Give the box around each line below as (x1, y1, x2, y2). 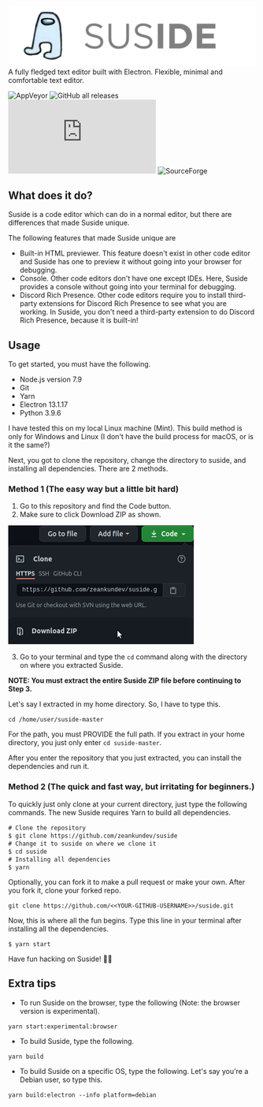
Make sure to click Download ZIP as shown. (19, 510, 161, 520)
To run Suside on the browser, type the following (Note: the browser (19, 997, 240, 1007)
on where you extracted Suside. (19, 661, 124, 670)
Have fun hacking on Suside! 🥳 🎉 (8, 954, 113, 963)
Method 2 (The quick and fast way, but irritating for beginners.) (8, 781, 255, 792)
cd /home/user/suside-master (8, 716, 104, 724)
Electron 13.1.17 (19, 400, 69, 409)
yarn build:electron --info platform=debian (8, 1090, 157, 1099)
